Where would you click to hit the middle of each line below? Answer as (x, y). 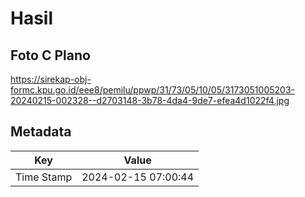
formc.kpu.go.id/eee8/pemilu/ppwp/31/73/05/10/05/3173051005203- (152, 90)
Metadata (41, 132)
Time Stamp (44, 177)
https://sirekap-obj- (51, 79)
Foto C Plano (50, 55)
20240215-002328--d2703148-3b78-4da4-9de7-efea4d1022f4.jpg (150, 100)
